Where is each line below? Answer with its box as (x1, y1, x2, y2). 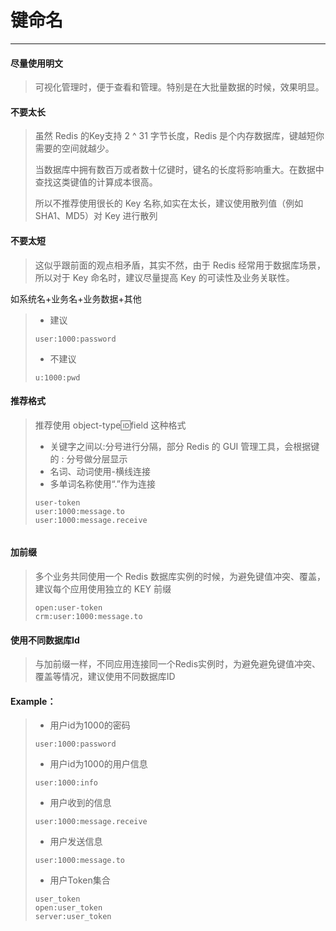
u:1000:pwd (34, 372, 81, 383)
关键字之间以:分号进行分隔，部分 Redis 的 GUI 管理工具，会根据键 (49, 440, 320, 452)
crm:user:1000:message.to (34, 611, 143, 621)
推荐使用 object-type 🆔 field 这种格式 (34, 419, 187, 431)
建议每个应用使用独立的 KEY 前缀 (34, 582, 172, 595)
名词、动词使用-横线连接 (49, 465, 152, 477)
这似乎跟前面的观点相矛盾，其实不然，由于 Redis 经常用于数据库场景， (34, 259, 326, 271)
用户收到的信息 (49, 797, 112, 809)
